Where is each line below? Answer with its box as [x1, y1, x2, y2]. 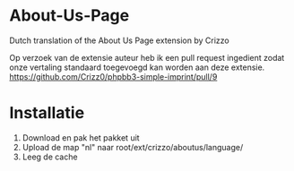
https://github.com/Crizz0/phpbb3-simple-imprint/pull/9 [9, 71, 218, 81]
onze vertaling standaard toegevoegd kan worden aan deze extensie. [9, 62, 265, 73]
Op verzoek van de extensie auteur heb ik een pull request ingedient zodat [9, 52, 285, 63]
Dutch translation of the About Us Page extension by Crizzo [9, 35, 230, 46]
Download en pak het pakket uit [22, 132, 141, 143]
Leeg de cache [22, 151, 78, 162]
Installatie [9, 103, 85, 124]
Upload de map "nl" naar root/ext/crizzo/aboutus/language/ [22, 141, 244, 152]
